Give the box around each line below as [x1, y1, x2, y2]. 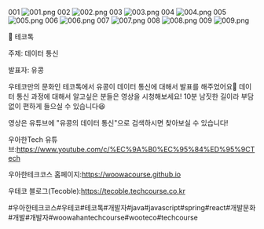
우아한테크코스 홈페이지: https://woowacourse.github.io [8, 169, 181, 179]
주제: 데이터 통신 [8, 49, 59, 58]
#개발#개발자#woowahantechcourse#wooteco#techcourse [8, 213, 198, 222]
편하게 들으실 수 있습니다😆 [22, 102, 106, 111]
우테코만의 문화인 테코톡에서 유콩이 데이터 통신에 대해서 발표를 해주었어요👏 [8, 82, 237, 91]
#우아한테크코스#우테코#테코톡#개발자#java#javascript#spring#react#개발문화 [8, 203, 256, 212]
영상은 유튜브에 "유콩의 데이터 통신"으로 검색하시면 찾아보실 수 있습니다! [8, 118, 229, 127]
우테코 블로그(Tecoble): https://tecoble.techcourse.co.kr [8, 187, 186, 195]
